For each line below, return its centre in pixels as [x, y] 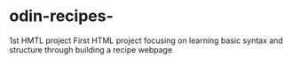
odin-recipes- [61, 16]
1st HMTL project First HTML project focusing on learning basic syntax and [146, 40]
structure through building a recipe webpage [91, 49]
